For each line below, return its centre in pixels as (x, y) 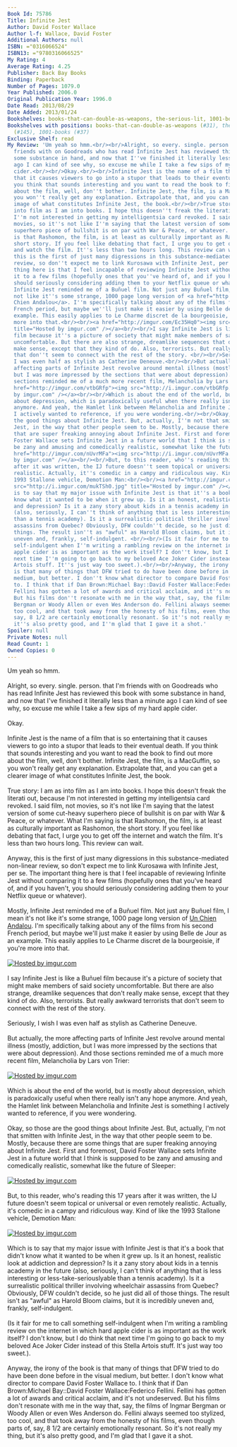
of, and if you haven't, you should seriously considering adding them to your (118, 888)
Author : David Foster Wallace (52, 27)
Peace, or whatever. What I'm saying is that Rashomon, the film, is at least (115, 820)
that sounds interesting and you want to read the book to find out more (110, 753)
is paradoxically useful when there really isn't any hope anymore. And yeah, (117, 1098)
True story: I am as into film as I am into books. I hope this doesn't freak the (117, 791)
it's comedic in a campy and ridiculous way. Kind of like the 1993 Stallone (114, 1211)
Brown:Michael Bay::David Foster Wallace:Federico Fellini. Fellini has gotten (117, 1391)
